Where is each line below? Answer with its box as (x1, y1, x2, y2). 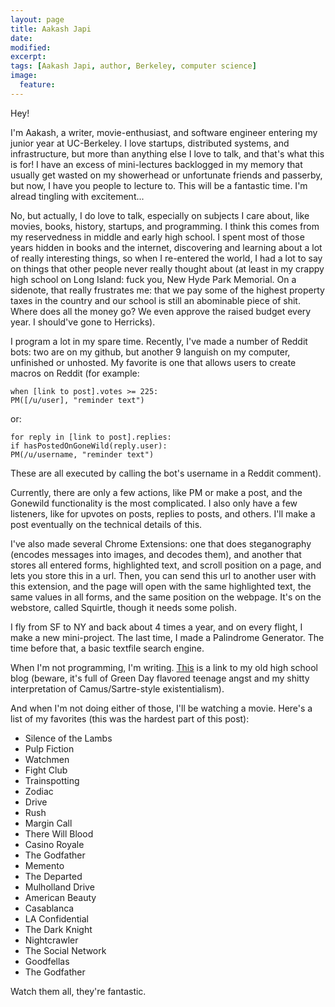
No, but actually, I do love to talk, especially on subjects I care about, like (10, 209, 310, 221)
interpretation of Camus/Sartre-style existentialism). (10, 682, 225, 695)
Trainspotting (24, 774, 80, 786)
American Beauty (24, 891, 97, 903)
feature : (19, 80, 56, 90)
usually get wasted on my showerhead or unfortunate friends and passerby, (10, 169, 323, 181)
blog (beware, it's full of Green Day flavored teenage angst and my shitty (10, 672, 310, 684)
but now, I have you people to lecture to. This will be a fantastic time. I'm (10, 179, 308, 191)
